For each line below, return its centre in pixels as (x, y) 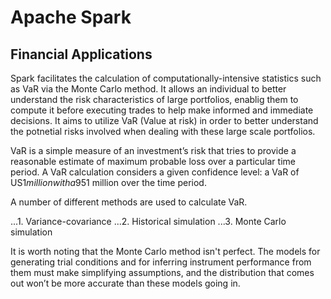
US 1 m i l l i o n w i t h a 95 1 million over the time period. (108, 182)
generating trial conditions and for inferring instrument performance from (161, 262)
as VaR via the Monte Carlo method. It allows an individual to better (148, 89)
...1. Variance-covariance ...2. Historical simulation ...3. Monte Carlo (148, 221)
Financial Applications (81, 54)
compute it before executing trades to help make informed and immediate (162, 110)
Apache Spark (71, 17)
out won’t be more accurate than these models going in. (125, 283)
